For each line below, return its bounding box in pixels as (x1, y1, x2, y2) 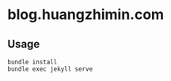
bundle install (7, 58, 58, 66)
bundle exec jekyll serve (7, 65, 93, 73)
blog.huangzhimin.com (7, 6, 164, 24)
